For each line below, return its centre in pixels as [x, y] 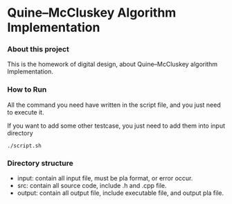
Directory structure [41, 163]
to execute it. [26, 112]
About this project [38, 49]
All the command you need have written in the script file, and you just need [114, 105]
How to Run [27, 90]
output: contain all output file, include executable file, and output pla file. [120, 193]
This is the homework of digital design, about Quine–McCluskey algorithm [113, 65]
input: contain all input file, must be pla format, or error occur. [105, 178]
